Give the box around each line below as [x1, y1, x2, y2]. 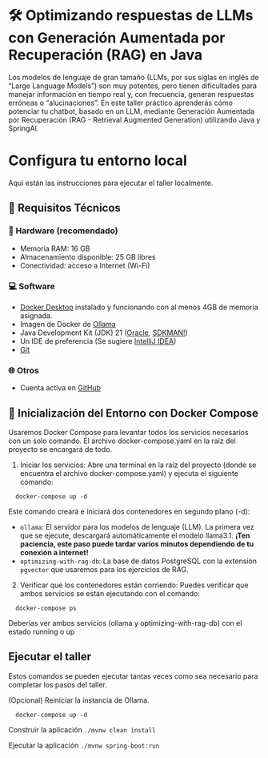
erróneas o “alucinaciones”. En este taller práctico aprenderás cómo [8, 98, 234, 107]
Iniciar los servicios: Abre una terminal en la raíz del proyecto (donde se [19, 460, 257, 470]
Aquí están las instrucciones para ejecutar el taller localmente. [8, 178, 214, 187]
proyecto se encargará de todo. [8, 444, 113, 454]
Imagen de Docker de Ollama [19, 319, 116, 329]
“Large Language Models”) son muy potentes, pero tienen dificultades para [8, 81, 258, 91]
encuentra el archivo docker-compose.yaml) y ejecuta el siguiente [19, 468, 238, 478]
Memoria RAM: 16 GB [19, 244, 90, 253]
